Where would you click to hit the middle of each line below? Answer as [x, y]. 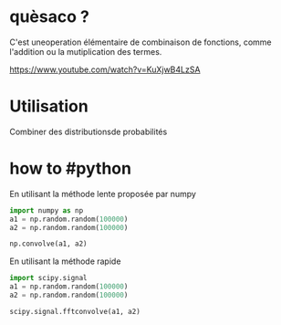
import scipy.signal [49, 278]
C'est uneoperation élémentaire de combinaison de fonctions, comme [140, 42]
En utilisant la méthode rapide [65, 261]
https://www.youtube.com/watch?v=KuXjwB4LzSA [105, 69]
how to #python [71, 168]
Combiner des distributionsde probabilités [88, 131]
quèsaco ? [49, 17]
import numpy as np [47, 210]
